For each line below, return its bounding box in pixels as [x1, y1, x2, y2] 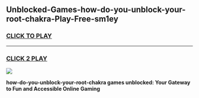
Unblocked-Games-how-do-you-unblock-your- [6, 5, 186, 15]
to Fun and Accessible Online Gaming [6, 85, 101, 92]
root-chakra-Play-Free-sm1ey [6, 14, 118, 24]
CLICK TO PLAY [6, 32, 52, 40]
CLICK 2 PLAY [6, 54, 47, 62]
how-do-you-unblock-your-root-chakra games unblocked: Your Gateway [6, 78, 191, 86]
